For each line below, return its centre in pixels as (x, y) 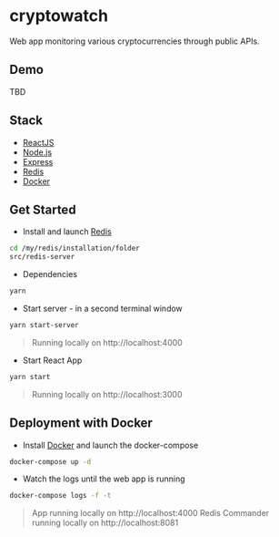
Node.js (37, 152)
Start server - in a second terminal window (103, 308)
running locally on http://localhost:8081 (105, 523)
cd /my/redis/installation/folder (75, 248)
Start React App (52, 360)
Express (38, 161)
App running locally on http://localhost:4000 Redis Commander (150, 513)
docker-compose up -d (50, 461)
